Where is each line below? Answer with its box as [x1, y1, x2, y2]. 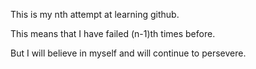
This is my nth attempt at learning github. [10, 9, 180, 20]
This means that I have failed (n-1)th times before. [10, 28, 216, 39]
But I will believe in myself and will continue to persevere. [10, 47, 247, 59]
